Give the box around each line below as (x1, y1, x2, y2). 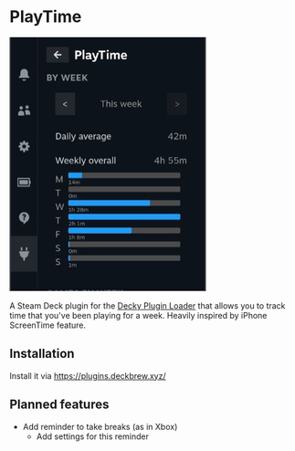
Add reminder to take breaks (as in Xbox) (22, 421, 178, 432)
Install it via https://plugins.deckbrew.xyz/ (9, 370, 166, 381)
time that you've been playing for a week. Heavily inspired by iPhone (9, 309, 268, 320)
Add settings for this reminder (36, 431, 149, 442)
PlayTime (9, 6, 82, 27)
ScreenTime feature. (9, 320, 87, 330)
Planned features (9, 397, 110, 413)
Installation (9, 346, 75, 362)
